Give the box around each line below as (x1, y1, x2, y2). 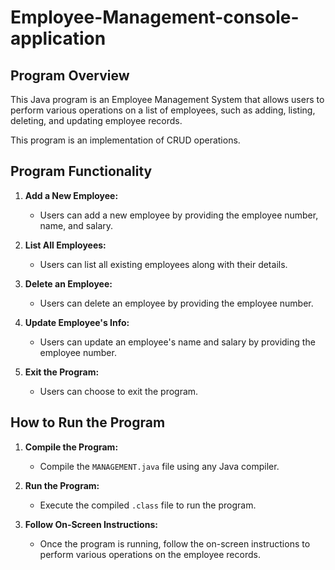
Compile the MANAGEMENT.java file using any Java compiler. (39, 460, 280, 472)
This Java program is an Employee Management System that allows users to (10, 94, 325, 105)
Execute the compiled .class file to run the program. (39, 499, 257, 511)
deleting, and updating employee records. (10, 115, 183, 126)
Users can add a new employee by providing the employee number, (39, 209, 319, 221)
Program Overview (10, 67, 130, 84)
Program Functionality (10, 163, 153, 180)
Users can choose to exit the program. (39, 385, 199, 397)
